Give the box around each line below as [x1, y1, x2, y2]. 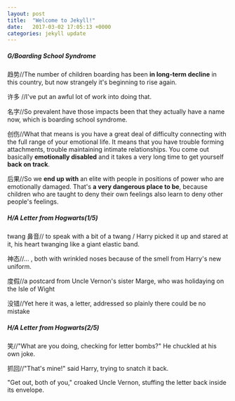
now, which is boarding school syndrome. [7, 115, 128, 124]
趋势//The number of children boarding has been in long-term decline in [7, 70, 217, 79]
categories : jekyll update [7, 29, 86, 37]
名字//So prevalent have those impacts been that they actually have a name [7, 107, 225, 116]
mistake [7, 307, 30, 316]
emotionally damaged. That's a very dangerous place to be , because [7, 183, 208, 191]
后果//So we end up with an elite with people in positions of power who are [7, 175, 224, 183]
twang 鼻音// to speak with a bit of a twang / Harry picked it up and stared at [7, 232, 229, 241]
